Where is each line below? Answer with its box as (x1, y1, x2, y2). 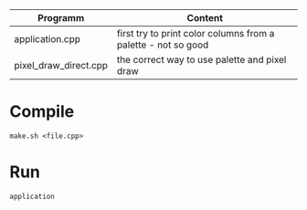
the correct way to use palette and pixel (116, 54, 287, 66)
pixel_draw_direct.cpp (14, 59, 108, 71)
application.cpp (14, 33, 80, 45)
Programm (37, 12, 85, 24)
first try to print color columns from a (116, 27, 275, 39)
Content (186, 12, 224, 24)
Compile (9, 101, 75, 122)
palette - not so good (116, 38, 209, 51)
